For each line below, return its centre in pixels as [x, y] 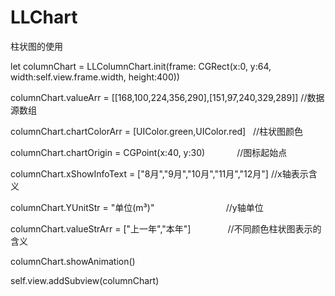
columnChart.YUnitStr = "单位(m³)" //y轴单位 [137, 207]
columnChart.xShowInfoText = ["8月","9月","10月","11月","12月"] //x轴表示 [159, 173]
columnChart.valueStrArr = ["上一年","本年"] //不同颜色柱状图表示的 [166, 228]
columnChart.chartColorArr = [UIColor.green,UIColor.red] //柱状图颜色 [157, 131]
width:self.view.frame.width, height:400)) [95, 77]
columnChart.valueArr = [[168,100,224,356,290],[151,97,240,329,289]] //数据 [167, 97]
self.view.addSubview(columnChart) [85, 280]
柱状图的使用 [36, 46]
